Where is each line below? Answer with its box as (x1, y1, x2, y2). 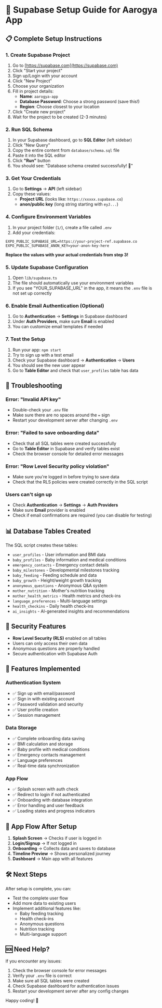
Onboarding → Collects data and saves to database (12, 845, 116, 851)
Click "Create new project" (12, 109, 66, 114)
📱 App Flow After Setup (5, 822, 77, 831)
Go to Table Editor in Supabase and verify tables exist (12, 445, 120, 451)
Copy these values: (12, 191, 51, 197)
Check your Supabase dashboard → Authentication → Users (12, 357, 135, 363)
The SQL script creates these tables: (5, 542, 78, 548)
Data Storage (5, 724, 37, 731)
